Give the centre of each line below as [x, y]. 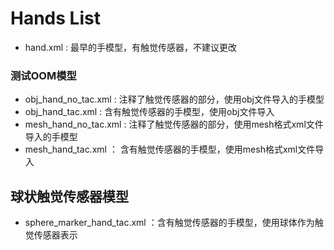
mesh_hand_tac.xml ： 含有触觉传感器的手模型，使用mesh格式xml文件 [170, 149]
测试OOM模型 [43, 75]
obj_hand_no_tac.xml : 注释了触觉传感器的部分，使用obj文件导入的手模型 [174, 99]
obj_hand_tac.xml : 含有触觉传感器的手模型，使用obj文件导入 [149, 112]
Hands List [55, 18]
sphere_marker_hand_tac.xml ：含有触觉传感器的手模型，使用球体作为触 [174, 223]
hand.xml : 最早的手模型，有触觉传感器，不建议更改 [131, 47]
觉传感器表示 [51, 235]
